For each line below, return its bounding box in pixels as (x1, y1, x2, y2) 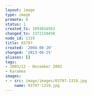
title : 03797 (5, 41, 33, 46)
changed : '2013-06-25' (5, 50, 53, 55)
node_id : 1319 (5, 36, 35, 41)
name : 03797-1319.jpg (14, 83, 60, 88)
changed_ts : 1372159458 (5, 31, 56, 36)
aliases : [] (5, 54, 30, 60)
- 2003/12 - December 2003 (5, 64, 62, 69)
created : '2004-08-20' (5, 45, 53, 50)
